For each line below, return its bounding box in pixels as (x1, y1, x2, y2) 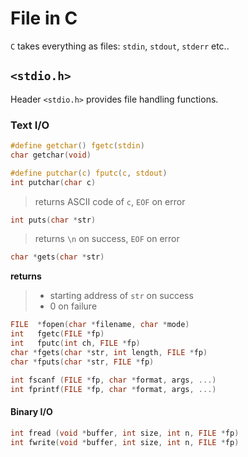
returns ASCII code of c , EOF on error (34, 195, 186, 207)
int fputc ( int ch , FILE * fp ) (10, 338, 141, 349)
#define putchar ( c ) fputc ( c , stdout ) (10, 168, 168, 178)
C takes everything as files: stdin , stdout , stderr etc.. (10, 40, 230, 52)
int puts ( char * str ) (10, 215, 97, 225)
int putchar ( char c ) (10, 177, 97, 187)
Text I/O (10, 118, 50, 132)
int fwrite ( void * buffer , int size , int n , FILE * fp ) (10, 437, 240, 447)
